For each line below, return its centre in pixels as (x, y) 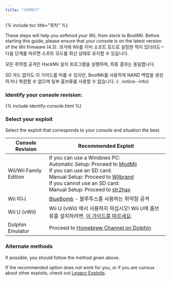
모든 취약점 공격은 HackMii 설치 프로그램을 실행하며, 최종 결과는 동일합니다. (80, 64)
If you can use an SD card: (80, 170)
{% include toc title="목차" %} (37, 25)
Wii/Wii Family (25, 170)
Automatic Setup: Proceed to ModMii (93, 164)
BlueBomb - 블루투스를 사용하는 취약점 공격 (99, 199)
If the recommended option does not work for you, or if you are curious (80, 267)
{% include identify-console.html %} (44, 106)
